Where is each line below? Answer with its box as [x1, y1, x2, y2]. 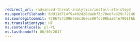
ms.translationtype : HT [5, 20, 53, 26]
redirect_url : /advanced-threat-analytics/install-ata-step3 [5, 7, 131, 12]
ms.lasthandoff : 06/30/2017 [5, 29, 62, 34]
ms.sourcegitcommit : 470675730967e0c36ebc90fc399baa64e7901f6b [5, 16, 136, 21]
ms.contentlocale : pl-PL [5, 25, 55, 30]
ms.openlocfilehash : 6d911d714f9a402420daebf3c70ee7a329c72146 [5, 12, 136, 16]
